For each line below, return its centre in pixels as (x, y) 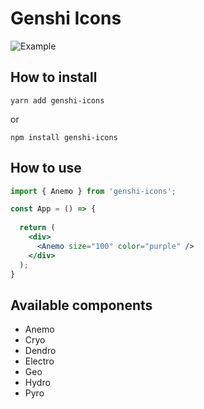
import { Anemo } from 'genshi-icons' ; (93, 191)
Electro (39, 361)
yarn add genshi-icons (57, 100)
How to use (46, 168)
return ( (37, 228)
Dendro (40, 351)
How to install (54, 77)
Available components (81, 305)
